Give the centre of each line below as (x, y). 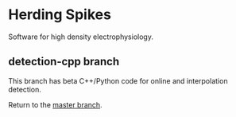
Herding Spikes (60, 15)
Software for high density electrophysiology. (81, 37)
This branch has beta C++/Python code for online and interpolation (118, 80)
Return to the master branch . (55, 104)
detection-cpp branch (64, 62)
